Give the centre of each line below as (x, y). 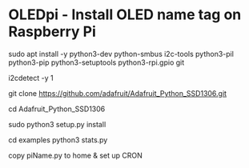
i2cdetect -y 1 (31, 78)
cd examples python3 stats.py (58, 140)
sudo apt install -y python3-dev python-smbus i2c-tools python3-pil (121, 54)
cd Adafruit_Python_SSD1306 (57, 109)
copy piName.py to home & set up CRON (75, 155)
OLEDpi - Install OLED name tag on (125, 15)
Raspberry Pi (52, 32)
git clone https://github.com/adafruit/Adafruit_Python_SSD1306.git (117, 93)
